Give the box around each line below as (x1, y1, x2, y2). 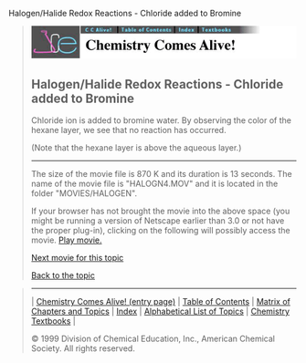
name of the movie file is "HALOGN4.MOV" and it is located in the (30, 178, 279, 190)
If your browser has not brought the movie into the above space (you (30, 205, 290, 217)
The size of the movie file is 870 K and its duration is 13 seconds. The (30, 169, 293, 180)
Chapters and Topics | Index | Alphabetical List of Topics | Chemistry (30, 306, 290, 317)
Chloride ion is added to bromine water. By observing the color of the (30, 115, 291, 126)
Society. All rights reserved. (30, 343, 136, 354)
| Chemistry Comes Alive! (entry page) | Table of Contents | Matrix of (30, 296, 291, 307)
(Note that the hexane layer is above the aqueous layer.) (30, 142, 242, 153)
